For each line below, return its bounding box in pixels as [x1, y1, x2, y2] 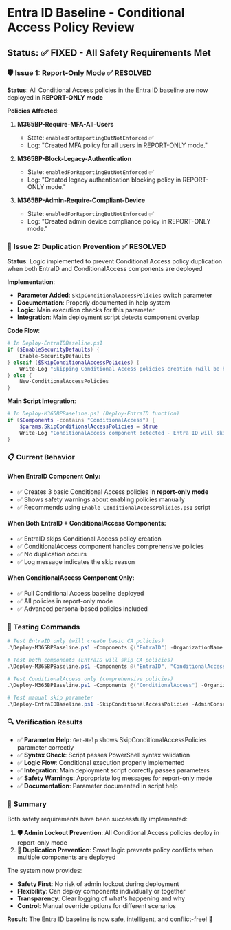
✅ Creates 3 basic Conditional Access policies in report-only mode [16, 487, 209, 496]
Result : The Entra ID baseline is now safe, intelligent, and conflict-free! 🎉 [7, 915, 213, 923]
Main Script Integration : [7, 397, 76, 405]
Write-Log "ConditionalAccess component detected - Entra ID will [19, 429, 214, 436]
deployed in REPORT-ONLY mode [7, 93, 103, 101]
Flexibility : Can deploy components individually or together [16, 887, 186, 895]
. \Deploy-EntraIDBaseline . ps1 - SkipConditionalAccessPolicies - [7, 700, 195, 708]
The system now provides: [7, 866, 82, 874]
